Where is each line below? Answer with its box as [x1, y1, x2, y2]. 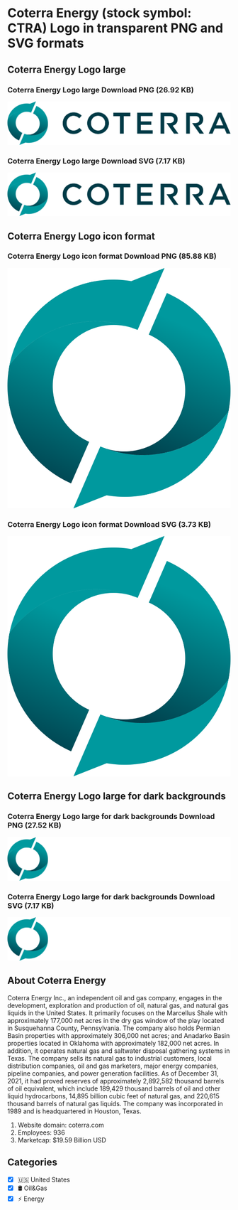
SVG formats [7, 36, 84, 51]
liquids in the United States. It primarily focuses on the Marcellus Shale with [7, 1008, 228, 1017]
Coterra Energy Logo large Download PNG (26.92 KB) [7, 85, 194, 95]
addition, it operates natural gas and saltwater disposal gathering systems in [7, 1046, 230, 1055]
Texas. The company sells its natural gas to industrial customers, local [7, 1054, 212, 1062]
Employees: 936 [17, 1128, 65, 1137]
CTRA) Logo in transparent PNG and [7, 20, 224, 36]
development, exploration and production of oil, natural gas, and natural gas [7, 1001, 229, 1010]
